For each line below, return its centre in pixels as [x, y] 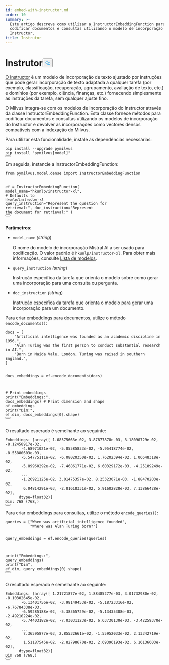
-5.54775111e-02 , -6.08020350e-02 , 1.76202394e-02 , [76, 457]
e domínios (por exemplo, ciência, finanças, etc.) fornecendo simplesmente [83, 93]
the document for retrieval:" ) [39, 212]
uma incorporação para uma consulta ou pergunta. [65, 283]
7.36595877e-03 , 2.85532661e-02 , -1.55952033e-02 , [77, 634]
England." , [17, 358]
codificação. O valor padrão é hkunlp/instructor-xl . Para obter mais [84, 253]
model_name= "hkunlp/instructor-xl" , [44, 191]
